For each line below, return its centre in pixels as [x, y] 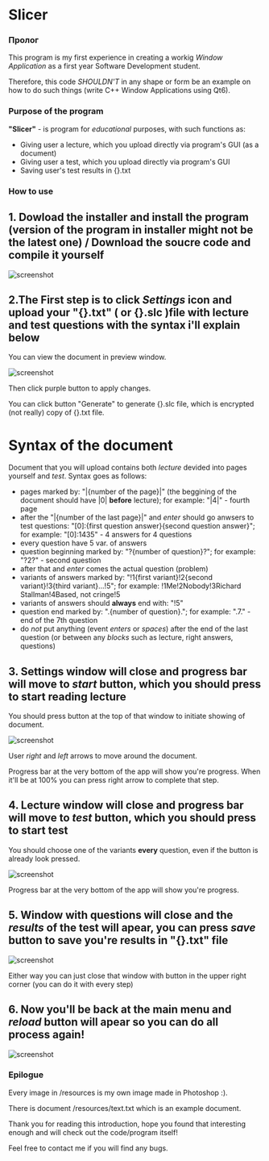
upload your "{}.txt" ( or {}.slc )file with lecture [129, 312]
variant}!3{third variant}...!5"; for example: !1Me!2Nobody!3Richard [130, 586]
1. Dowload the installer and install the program [129, 217]
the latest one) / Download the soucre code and [130, 242]
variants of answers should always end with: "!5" [101, 603]
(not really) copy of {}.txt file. [56, 412]
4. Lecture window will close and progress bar [126, 806]
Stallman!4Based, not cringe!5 [70, 595]
